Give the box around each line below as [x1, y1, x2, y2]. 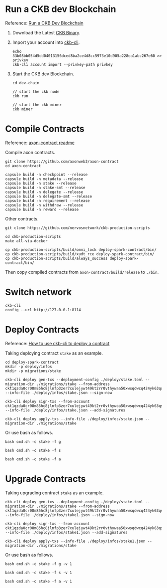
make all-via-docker [5, 238, 48, 243]
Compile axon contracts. [5, 149, 56, 155]
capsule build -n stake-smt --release [5, 185, 85, 190]
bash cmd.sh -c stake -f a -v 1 [5, 579, 72, 584]
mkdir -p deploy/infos [5, 364, 52, 369]
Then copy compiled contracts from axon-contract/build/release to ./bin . [5, 269, 159, 275]
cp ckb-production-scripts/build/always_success [5, 256, 108, 261]
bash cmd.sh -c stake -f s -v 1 [5, 570, 72, 575]
